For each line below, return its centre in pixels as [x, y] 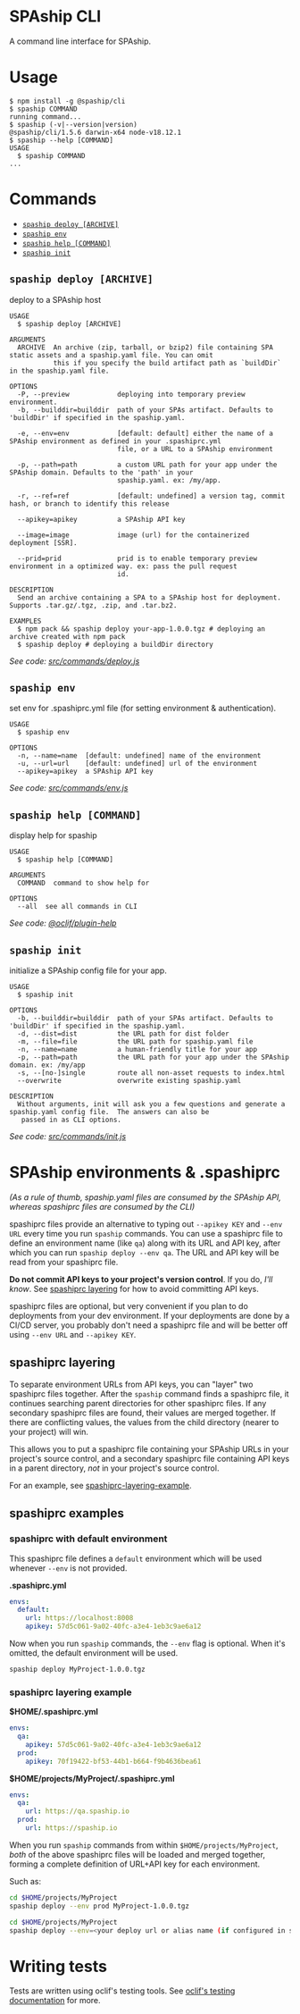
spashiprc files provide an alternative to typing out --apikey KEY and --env [146, 1224]
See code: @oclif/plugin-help [63, 923]
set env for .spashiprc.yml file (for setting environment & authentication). [143, 709]
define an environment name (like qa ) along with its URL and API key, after [145, 1243]
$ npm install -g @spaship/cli [67, 101]
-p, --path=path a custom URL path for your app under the [147, 465]
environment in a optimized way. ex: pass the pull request [124, 566]
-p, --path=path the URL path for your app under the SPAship [154, 1057]
